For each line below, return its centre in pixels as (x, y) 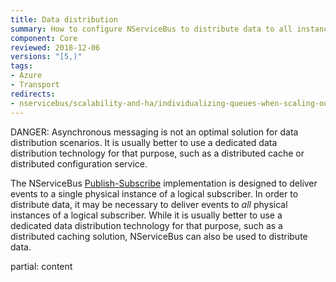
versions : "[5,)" (46, 57)
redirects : (33, 94)
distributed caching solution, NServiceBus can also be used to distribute (159, 236)
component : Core (44, 38)
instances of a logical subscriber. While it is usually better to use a (146, 215)
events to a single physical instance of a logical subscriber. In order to (154, 193)
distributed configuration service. (79, 163)
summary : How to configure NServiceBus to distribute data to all (151, 29)
